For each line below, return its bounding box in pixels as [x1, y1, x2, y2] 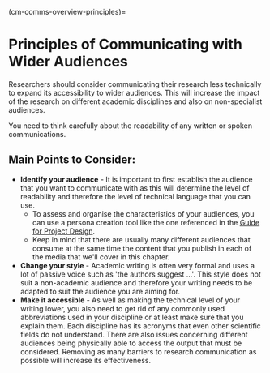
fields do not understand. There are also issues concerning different [19, 329, 249, 339]
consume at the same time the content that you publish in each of [32, 243, 252, 253]
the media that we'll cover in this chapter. [32, 251, 170, 262]
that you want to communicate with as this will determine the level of [19, 182, 250, 193]
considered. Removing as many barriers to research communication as [19, 346, 257, 356]
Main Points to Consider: [8, 153, 136, 167]
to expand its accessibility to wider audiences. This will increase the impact [8, 88, 260, 97]
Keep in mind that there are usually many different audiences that [32, 234, 251, 244]
